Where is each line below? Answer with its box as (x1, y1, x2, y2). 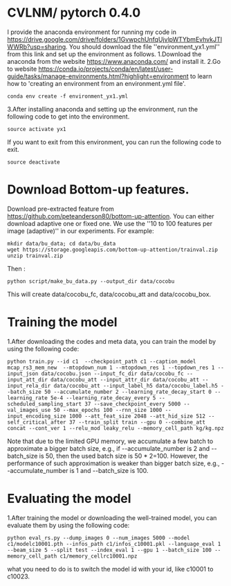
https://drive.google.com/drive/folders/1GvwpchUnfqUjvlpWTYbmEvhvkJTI (7, 35, 223, 43)
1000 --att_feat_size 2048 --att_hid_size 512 (68, 413, 206, 420)
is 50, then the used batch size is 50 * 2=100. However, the (39, 451, 209, 460)
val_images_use (7, 406, 51, 413)
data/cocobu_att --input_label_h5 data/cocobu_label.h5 (53, 382, 218, 389)
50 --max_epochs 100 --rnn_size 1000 (53, 406, 163, 413)
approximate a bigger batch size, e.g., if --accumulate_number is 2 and (7, 444, 210, 452)
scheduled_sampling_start (7, 400, 82, 407)
